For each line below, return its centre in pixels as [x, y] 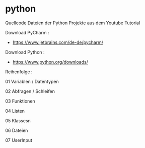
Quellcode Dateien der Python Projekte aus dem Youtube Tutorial [73, 23]
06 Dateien [17, 130]
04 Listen [15, 111]
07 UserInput [19, 140]
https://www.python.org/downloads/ [50, 62]
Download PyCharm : [27, 32]
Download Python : [25, 52]
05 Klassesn [18, 120]
